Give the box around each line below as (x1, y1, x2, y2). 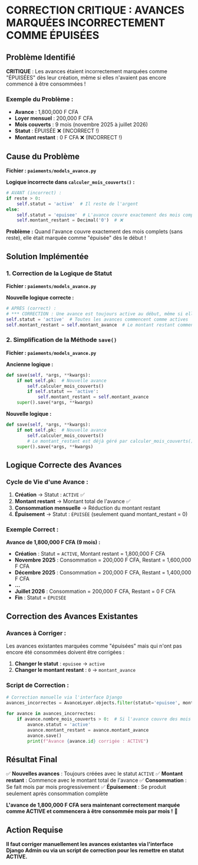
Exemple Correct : (6, 525, 59, 534)
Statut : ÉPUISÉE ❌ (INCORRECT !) (14, 128, 100, 135)
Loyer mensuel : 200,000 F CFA (14, 115, 93, 122)
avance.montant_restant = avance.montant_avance (27, 727, 149, 733)
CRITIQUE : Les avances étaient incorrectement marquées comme (6, 68, 168, 74)
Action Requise (6, 825, 64, 835)
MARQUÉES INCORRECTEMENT (6, 16, 166, 30)
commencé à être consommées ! (6, 80, 86, 87)
